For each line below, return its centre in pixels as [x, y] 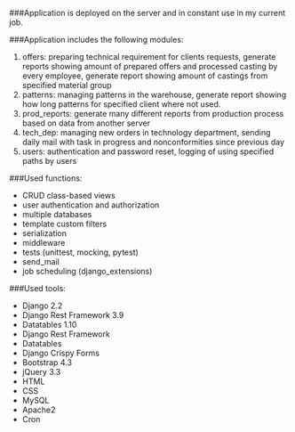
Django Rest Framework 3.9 [73, 315]
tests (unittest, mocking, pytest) [80, 252]
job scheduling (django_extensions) [87, 271]
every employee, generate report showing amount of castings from [145, 76]
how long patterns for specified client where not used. [121, 104]
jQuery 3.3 [41, 372]
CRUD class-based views [68, 196]
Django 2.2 [42, 306]
